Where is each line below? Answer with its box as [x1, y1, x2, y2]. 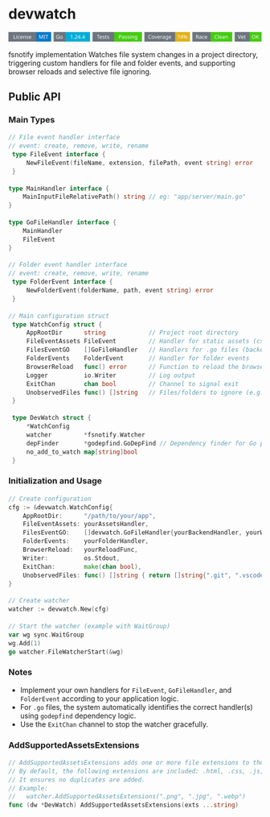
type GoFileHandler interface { [8, 218, 117, 226]
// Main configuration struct [8, 312, 110, 320]
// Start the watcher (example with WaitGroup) [8, 622, 171, 630]
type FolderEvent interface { [11, 278, 113, 286]
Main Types [8, 114, 55, 125]
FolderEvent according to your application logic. [19, 694, 179, 703]
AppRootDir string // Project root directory [26, 329, 239, 337]
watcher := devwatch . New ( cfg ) [8, 605, 110, 613]
